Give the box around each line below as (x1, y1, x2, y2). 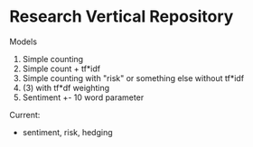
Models (9, 36, 38, 47)
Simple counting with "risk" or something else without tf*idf (22, 72, 245, 83)
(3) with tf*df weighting (22, 82, 110, 93)
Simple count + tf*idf (22, 63, 101, 74)
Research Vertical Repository (9, 6, 234, 27)
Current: (9, 109, 41, 120)
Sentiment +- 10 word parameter (22, 92, 145, 103)
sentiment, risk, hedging (22, 126, 113, 137)
